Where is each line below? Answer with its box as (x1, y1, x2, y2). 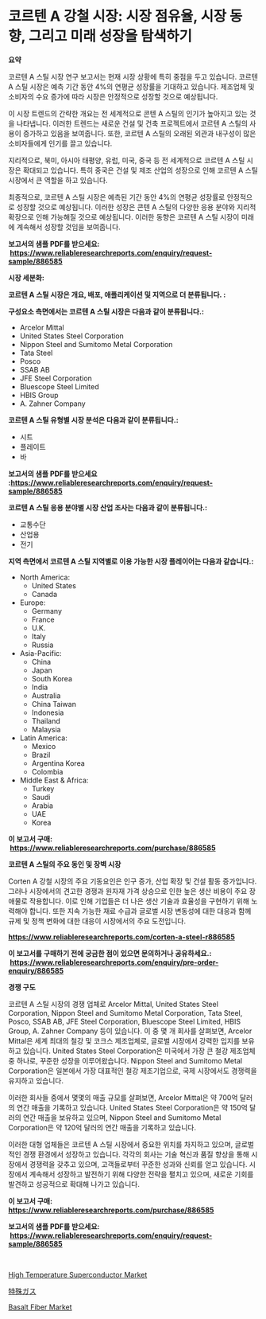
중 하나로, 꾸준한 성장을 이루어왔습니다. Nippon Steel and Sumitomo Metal (8, 1056, 243, 1065)
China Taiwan (31, 699, 77, 708)
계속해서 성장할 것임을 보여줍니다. (16, 222, 121, 232)
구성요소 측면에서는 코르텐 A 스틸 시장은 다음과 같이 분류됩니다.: (8, 306, 205, 316)
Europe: (19, 598, 46, 607)
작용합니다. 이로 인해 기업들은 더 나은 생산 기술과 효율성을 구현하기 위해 (29, 896, 250, 906)
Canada (31, 589, 58, 599)
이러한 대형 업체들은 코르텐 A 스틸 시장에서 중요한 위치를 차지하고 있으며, (8, 1139, 233, 1149)
